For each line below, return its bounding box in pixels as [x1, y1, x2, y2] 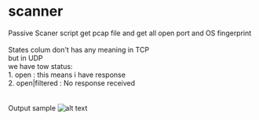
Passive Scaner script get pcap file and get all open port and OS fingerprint [8, 28, 252, 38]
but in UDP [8, 53, 43, 63]
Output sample [8, 103, 57, 112]
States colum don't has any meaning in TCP [8, 45, 150, 54]
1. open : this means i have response [8, 70, 126, 79]
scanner [8, 2, 64, 20]
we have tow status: [8, 61, 73, 71]
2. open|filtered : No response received [8, 78, 136, 88]
